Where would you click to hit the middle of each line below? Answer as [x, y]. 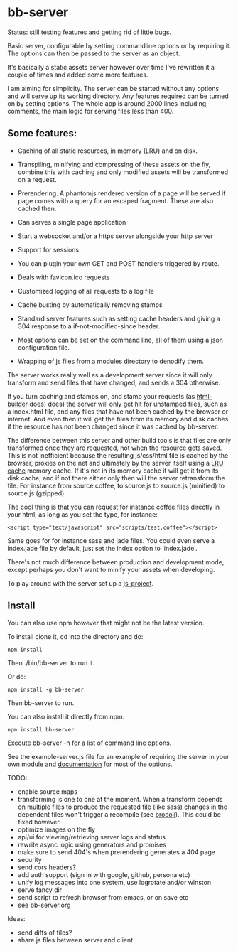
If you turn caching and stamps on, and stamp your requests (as [101, 396]
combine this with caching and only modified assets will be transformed [123, 172]
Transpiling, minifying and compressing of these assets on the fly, [114, 164]
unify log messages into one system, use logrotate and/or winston [114, 882]
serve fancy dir [40, 890]
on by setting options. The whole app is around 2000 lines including [107, 103]
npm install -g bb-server [45, 689]
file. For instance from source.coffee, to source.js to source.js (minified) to [116, 485]
